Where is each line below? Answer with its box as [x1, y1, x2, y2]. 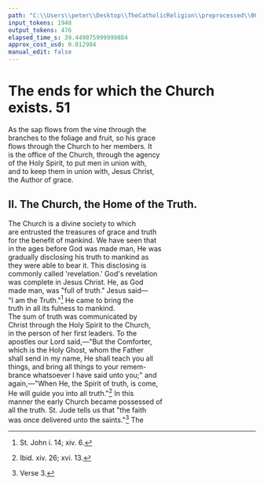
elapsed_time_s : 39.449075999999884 [8, 33, 128, 42]
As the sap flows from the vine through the [8, 124, 147, 134]
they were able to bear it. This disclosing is [8, 261, 147, 270]
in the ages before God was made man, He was [8, 243, 162, 253]
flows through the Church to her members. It [8, 141, 152, 150]
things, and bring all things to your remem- [8, 362, 147, 372]
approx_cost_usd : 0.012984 [8, 41, 97, 49]
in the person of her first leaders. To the [8, 328, 137, 339]
